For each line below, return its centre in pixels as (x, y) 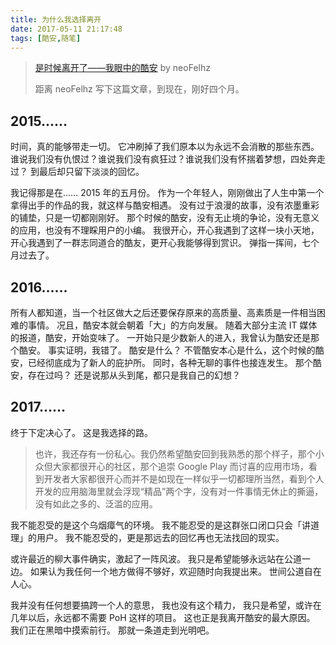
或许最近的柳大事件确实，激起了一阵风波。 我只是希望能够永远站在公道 (156, 558)
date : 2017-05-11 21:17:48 (66, 29)
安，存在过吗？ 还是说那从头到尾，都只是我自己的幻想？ (125, 375)
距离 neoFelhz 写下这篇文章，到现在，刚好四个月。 (139, 89)
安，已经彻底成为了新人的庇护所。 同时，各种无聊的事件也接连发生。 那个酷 (166, 362)
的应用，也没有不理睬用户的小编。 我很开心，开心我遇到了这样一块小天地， (165, 230)
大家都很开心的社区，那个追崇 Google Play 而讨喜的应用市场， (180, 466)
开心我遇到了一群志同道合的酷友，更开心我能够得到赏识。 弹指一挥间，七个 (165, 243)
